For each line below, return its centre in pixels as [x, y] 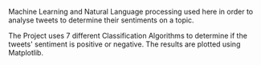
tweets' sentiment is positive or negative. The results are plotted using [124, 44]
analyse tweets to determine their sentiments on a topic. [101, 20]
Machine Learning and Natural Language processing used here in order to [131, 12]
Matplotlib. [26, 53]
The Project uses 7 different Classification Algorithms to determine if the [128, 36]
